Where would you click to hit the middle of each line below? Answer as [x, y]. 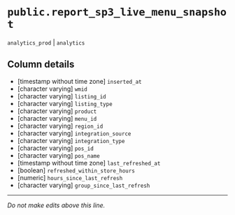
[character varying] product [57, 111]
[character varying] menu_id [57, 118]
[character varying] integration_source [74, 133]
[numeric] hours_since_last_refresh [70, 177]
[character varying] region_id [60, 126]
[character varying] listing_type [65, 103]
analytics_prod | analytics [46, 42]
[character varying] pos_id [56, 148]
